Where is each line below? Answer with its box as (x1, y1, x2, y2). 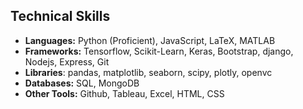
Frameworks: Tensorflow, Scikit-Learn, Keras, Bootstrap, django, (24, 45, 294, 57)
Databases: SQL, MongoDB (24, 77, 140, 89)
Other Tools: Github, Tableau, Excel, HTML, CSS (24, 87, 225, 99)
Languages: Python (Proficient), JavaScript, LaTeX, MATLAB (24, 34, 276, 46)
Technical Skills (10, 8, 111, 25)
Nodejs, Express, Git (24, 55, 110, 68)
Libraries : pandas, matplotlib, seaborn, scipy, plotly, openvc (24, 66, 273, 78)
